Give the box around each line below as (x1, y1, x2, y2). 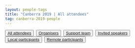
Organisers (38, 30, 59, 36)
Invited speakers (97, 30, 128, 36)
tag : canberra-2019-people (5, 16, 60, 21)
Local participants (7, 37, 40, 42)
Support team (66, 30, 91, 36)
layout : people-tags (5, 7, 48, 12)
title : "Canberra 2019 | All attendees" (5, 12, 89, 17)
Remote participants (46, 37, 83, 42)
